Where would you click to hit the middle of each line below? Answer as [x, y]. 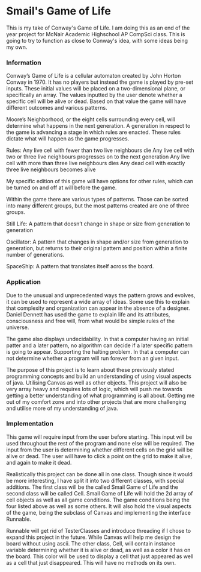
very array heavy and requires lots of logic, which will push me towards [94, 389]
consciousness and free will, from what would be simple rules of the [91, 321]
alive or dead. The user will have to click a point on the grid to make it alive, [99, 456]
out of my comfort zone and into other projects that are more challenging [96, 401]
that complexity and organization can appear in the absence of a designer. [98, 308]
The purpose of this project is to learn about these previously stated [90, 369]
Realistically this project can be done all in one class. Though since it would [100, 474]
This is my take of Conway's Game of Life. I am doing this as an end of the [98, 28]
